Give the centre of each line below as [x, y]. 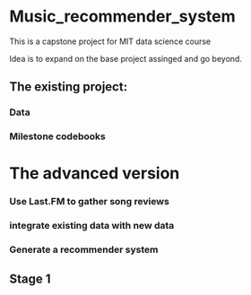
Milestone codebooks [57, 136]
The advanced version [95, 174]
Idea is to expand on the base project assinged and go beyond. [125, 58]
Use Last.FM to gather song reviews [90, 202]
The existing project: [69, 87]
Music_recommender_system [122, 17]
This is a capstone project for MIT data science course [110, 41]
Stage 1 [30, 278]
